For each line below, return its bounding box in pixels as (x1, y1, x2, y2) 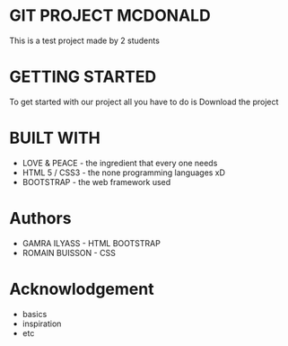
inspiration (22, 318, 62, 329)
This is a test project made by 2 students (9, 35, 160, 46)
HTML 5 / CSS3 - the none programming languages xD (22, 167, 226, 178)
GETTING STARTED (9, 67, 157, 87)
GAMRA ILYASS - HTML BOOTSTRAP (22, 237, 161, 248)
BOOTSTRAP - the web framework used (22, 176, 171, 187)
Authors (9, 208, 72, 228)
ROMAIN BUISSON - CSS (22, 247, 117, 258)
